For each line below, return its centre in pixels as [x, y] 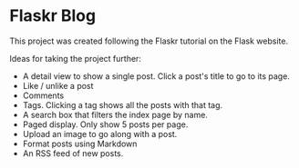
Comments [43, 95]
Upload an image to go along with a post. [100, 133]
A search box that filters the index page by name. [115, 114]
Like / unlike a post [58, 85]
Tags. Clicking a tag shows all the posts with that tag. [123, 104]
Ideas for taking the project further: [75, 58]
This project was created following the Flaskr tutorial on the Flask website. [149, 41]
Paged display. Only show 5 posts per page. [105, 124]
